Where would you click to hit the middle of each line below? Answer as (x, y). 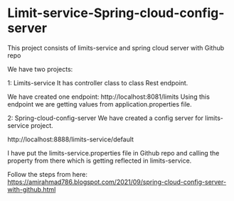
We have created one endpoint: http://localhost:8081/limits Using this (108, 97)
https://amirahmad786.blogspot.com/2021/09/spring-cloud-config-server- (117, 182)
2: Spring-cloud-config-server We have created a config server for (106, 118)
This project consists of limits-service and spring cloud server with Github (116, 48)
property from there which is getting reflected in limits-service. (100, 161)
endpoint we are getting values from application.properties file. (100, 104)
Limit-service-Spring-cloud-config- (116, 13)
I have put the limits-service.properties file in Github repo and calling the (113, 153)
